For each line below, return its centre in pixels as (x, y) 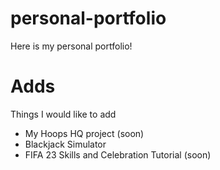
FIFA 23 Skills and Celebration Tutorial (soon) (118, 154)
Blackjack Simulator (65, 144)
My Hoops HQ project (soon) (84, 133)
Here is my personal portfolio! (71, 46)
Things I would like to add (63, 114)
